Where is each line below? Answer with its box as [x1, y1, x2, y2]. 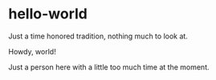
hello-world [8, 5, 88, 23]
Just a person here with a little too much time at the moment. [8, 62, 210, 72]
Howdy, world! [8, 46, 56, 56]
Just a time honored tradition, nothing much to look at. [8, 31, 189, 41]
